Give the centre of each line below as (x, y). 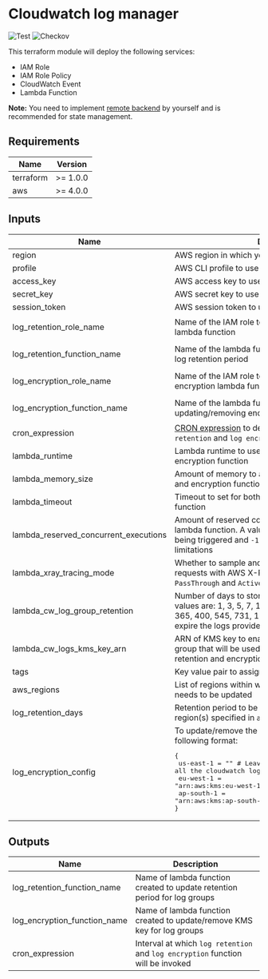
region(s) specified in (215, 718)
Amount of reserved (212, 519)
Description (195, 864)
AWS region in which (213, 255)
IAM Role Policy (45, 75)
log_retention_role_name (59, 327)
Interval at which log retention (194, 944)
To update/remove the (216, 730)
